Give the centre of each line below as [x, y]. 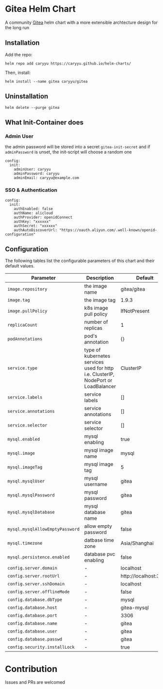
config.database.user [32, 631]
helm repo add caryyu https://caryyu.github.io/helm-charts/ [68, 63]
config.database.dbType [35, 600]
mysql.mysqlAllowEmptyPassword [44, 529]
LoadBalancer [100, 387]
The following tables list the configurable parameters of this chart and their [80, 261]
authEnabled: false [33, 209]
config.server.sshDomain [36, 584]
